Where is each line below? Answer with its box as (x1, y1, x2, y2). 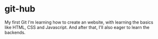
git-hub (4, 3, 35, 14)
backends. (4, 29, 26, 35)
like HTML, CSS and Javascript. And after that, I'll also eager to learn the (4, 24, 150, 30)
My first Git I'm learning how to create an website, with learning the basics (4, 19, 154, 25)
